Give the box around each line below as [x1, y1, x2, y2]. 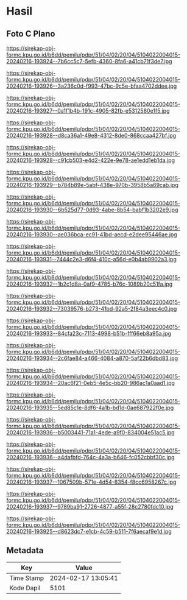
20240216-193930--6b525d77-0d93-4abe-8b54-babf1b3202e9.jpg [6, 206, 178, 213]
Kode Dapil [9, 584, 41, 592]
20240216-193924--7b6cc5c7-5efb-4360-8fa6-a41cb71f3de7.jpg [6, 58, 172, 65]
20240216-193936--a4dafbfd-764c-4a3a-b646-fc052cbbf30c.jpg [6, 454, 175, 461]
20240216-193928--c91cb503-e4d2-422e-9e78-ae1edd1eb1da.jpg [6, 157, 175, 164]
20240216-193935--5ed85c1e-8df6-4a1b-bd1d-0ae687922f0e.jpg [6, 404, 174, 411]
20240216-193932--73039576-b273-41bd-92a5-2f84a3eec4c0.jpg [6, 305, 177, 312]
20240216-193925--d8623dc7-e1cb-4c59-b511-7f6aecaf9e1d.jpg [6, 528, 172, 535]
